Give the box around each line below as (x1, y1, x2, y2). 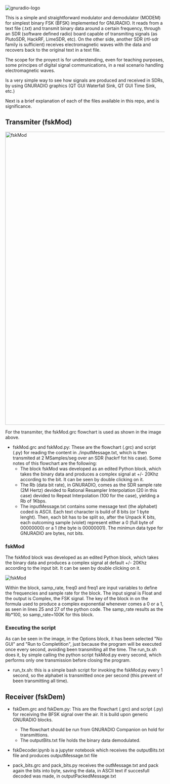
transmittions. (20, 732, 49, 738)
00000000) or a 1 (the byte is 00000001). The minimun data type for (20, 525, 163, 531)
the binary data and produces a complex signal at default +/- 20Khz (5, 560, 147, 566)
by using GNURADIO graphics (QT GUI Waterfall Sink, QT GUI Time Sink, (5, 83, 156, 89)
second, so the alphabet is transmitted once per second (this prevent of (12, 673, 162, 679)
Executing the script (5, 624, 56, 632)
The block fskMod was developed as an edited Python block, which (20, 465, 161, 472)
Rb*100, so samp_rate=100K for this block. (5, 612, 94, 618)
